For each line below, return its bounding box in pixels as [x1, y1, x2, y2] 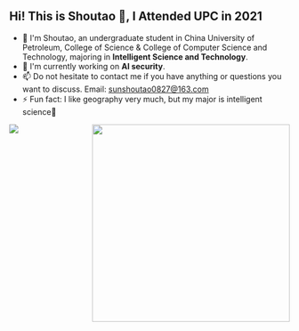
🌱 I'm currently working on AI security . [21, 61, 166, 71]
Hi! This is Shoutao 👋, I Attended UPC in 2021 [9, 9, 263, 24]
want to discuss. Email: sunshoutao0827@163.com [21, 84, 209, 94]
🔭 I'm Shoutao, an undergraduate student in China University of [21, 32, 255, 43]
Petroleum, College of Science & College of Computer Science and [21, 42, 268, 52]
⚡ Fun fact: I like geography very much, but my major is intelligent [21, 93, 263, 104]
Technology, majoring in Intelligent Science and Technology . [21, 51, 248, 62]
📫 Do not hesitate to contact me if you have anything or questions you [21, 70, 282, 81]
